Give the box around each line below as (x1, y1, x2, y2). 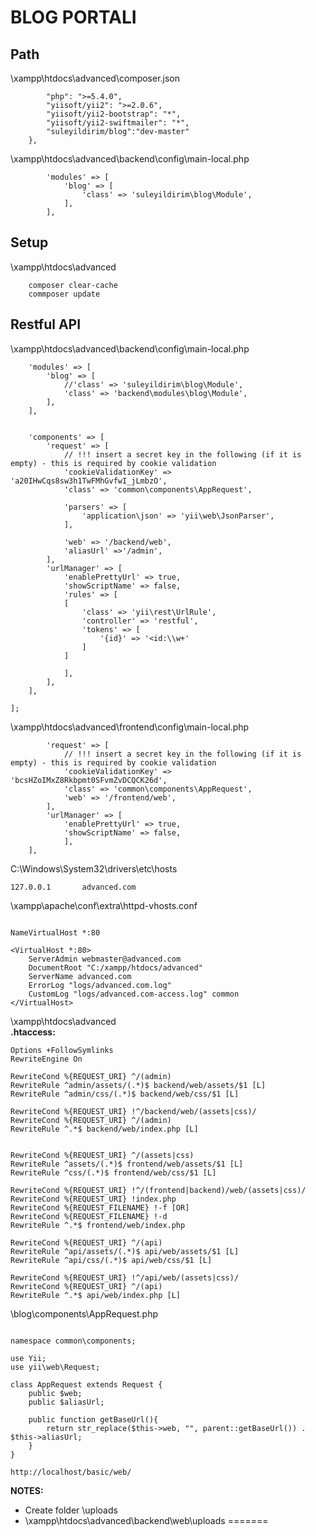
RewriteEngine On (10, 1054, 83, 1064)
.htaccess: (10, 1026, 56, 1038)
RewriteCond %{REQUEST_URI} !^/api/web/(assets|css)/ (10, 1272, 240, 1283)
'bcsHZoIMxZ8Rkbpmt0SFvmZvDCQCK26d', (10, 775, 168, 785)
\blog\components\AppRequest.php (10, 1307, 159, 1320)
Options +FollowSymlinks (10, 1045, 114, 1055)
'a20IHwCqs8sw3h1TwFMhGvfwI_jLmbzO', (10, 476, 168, 486)
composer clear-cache (28, 280, 118, 290)
